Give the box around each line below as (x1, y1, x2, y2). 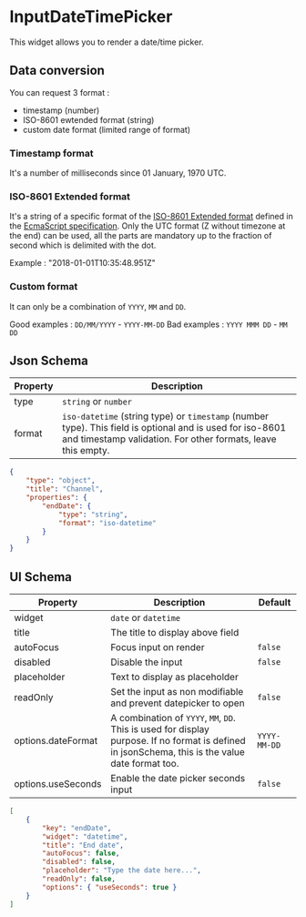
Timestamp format (9, 147, 94, 159)
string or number (62, 395, 133, 408)
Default (258, 596, 291, 609)
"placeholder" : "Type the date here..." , (42, 866, 202, 875)
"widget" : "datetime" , (42, 831, 128, 841)
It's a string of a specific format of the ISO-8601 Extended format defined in (9, 211, 293, 222)
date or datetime (110, 612, 180, 625)
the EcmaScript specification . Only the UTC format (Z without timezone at (9, 220, 286, 231)
